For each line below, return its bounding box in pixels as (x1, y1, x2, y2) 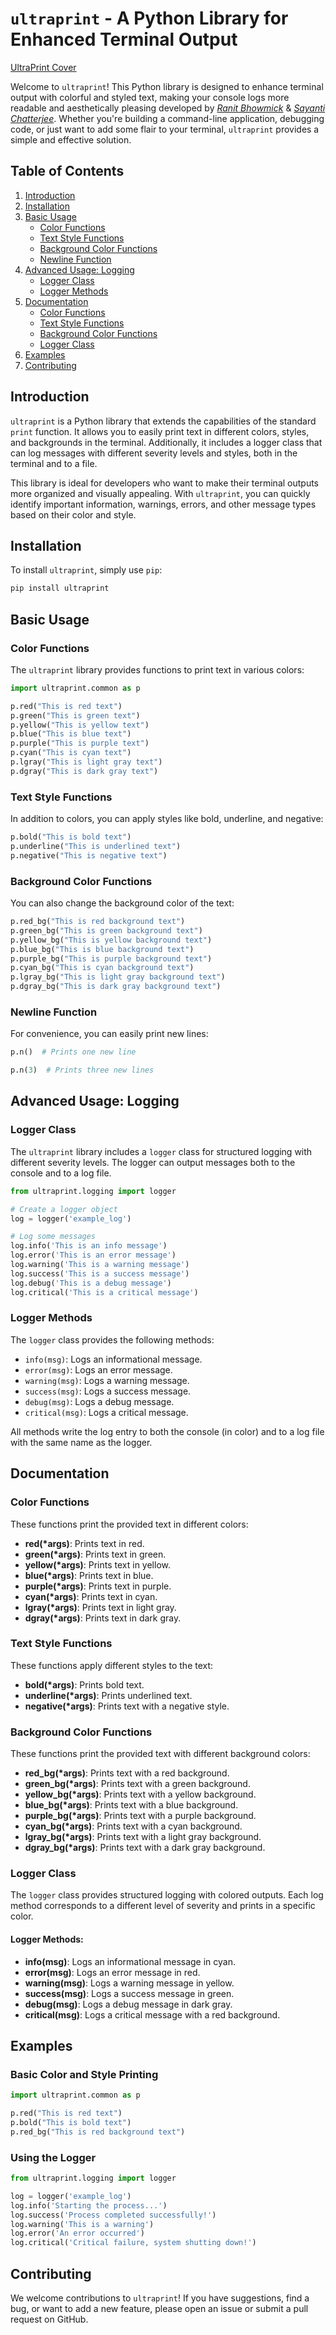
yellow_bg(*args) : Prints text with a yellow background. (24, 1788, 257, 1801)
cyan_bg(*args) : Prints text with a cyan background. (24, 1820, 243, 1832)
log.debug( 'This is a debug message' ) (10, 1278, 172, 1288)
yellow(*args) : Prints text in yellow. (24, 1558, 171, 1571)
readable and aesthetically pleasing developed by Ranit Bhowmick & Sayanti (10, 102, 326, 114)
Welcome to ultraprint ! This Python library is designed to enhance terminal (10, 80, 324, 92)
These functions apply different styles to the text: (10, 1659, 214, 1671)
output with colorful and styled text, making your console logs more (10, 91, 290, 103)
